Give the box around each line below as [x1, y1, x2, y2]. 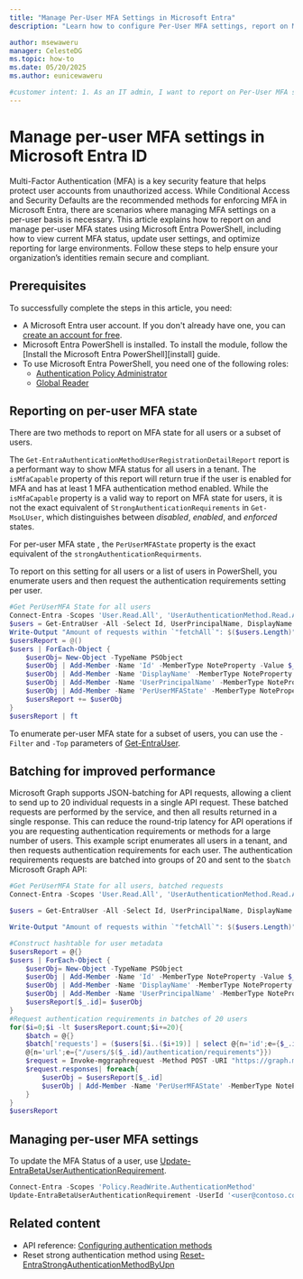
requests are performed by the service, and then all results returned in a [9, 806, 278, 817]
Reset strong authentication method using [22, 1249, 179, 1260]
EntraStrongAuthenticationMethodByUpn [22, 1259, 175, 1270]
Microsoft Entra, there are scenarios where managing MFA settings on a [9, 204, 277, 215]
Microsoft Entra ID [9, 145, 148, 166]
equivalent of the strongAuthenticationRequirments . [9, 548, 202, 559]
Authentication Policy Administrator [35, 367, 168, 379]
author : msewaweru [9, 38, 78, 47]
